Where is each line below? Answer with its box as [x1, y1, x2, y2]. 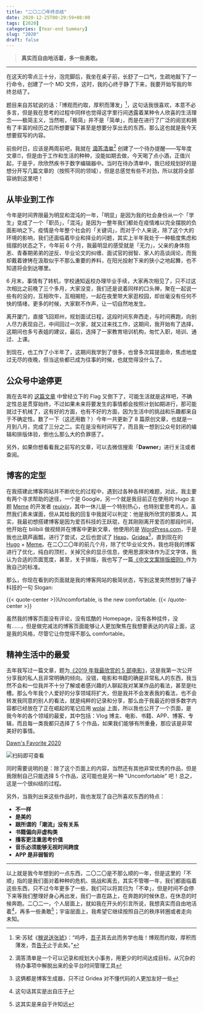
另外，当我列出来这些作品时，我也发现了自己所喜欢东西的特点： [6, 793, 165, 800]
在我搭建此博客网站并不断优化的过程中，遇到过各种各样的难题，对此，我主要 [6, 487, 197, 495]
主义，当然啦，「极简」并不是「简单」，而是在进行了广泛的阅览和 [32, 116, 192, 124]
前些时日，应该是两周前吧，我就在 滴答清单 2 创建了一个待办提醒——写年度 [6, 144, 192, 152]
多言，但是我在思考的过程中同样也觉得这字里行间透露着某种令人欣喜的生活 [6, 108, 192, 116]
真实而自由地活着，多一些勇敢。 [21, 54, 101, 61]
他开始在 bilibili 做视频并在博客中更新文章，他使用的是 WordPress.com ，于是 [6, 525, 198, 533]
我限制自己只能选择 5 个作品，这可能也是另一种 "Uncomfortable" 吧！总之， [6, 773, 195, 780]
